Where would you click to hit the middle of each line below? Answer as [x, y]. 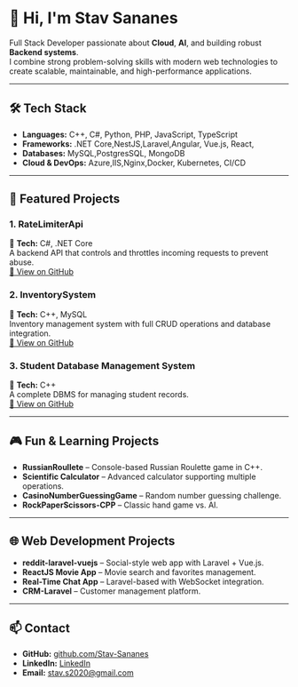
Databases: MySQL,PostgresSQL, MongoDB [103, 153]
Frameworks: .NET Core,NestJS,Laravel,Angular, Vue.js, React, [138, 144]
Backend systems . [44, 52]
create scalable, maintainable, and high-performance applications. [131, 71]
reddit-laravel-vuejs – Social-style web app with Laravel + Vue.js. [143, 563]
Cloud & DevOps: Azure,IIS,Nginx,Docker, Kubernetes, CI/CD [134, 163]
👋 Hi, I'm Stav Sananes [94, 18]
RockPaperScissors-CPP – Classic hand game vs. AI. [120, 505]
